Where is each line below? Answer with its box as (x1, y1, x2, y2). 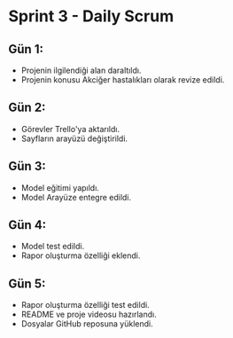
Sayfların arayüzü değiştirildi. (20, 133, 128, 144)
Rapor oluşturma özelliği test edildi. (20, 300, 150, 310)
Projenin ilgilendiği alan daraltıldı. (20, 65, 142, 75)
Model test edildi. (20, 241, 85, 252)
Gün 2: (8, 100, 46, 115)
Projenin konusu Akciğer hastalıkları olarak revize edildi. (20, 75, 225, 85)
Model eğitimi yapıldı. (20, 182, 99, 193)
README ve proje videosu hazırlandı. (20, 309, 157, 320)
